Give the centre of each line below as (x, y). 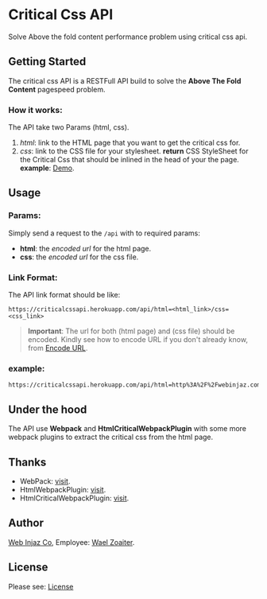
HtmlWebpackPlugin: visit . (63, 489)
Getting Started (47, 62)
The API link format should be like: (64, 295)
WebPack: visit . (45, 481)
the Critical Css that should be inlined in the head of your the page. (130, 160)
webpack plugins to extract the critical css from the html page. (111, 437)
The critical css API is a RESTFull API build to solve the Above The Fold (125, 80)
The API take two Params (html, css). (69, 127)
